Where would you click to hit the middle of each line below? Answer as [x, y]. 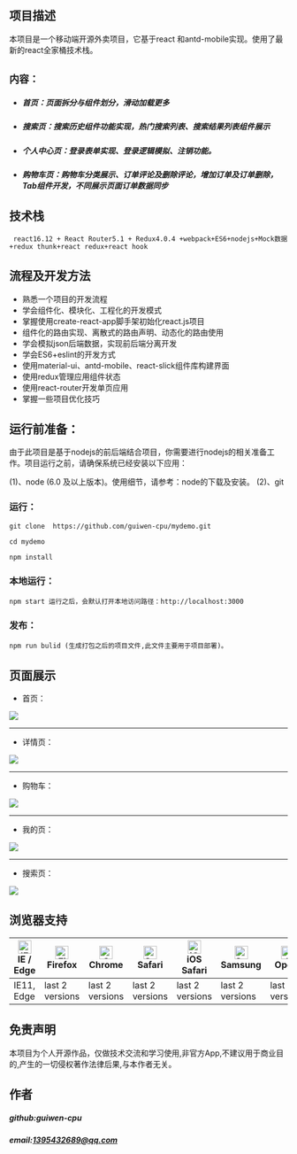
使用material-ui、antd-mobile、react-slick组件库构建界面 [126, 365]
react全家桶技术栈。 [61, 50]
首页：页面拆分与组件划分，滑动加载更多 [95, 102]
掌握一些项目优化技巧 [61, 399]
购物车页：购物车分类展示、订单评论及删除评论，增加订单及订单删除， [150, 174]
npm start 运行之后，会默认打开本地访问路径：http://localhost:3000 [127, 601]
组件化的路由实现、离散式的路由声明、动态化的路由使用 [122, 332]
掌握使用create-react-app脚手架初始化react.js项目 [113, 321]
